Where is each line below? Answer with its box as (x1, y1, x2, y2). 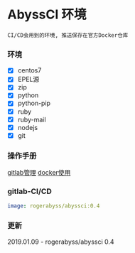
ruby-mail (17, 115, 46, 124)
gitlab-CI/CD (7, 186, 52, 196)
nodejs (17, 123, 38, 131)
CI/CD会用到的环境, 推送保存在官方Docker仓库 (7, 31, 129, 39)
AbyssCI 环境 (7, 6, 87, 23)
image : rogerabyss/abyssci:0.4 (7, 203, 100, 210)
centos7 (17, 66, 42, 75)
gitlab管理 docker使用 (7, 168, 71, 177)
